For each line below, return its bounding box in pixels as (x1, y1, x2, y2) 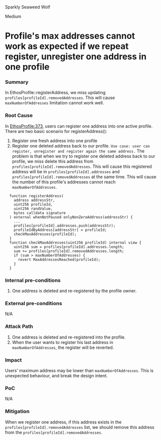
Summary (5, 79, 29, 85)
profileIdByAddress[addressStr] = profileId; (14, 228, 107, 232)
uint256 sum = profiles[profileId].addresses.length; (14, 244, 124, 249)
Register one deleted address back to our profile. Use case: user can (12, 143, 150, 148)
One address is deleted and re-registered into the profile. (12, 334, 126, 340)
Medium (5, 14, 22, 19)
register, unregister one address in (5, 51, 146, 62)
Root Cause (5, 112, 33, 119)
